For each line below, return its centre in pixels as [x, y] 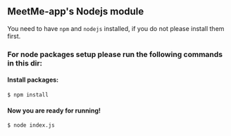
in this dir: [25, 63]
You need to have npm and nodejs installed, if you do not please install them [116, 28]
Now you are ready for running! [54, 110]
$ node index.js [31, 125]
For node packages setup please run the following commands [115, 54]
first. [14, 36]
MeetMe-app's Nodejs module [76, 12]
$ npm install [28, 94]
